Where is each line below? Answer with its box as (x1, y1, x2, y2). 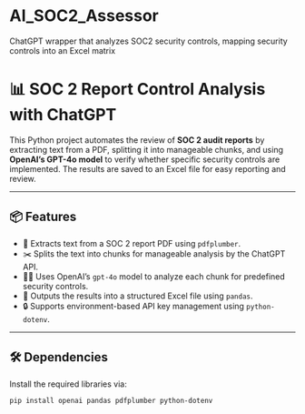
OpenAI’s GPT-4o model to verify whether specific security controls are (9, 154, 280, 165)
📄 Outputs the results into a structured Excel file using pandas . (22, 290, 253, 301)
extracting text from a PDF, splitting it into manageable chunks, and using (9, 144, 284, 155)
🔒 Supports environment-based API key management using (22, 300, 245, 311)
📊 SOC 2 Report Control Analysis (9, 79, 266, 100)
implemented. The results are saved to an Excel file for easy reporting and (9, 163, 286, 174)
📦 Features (9, 209, 77, 225)
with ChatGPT (9, 105, 117, 126)
